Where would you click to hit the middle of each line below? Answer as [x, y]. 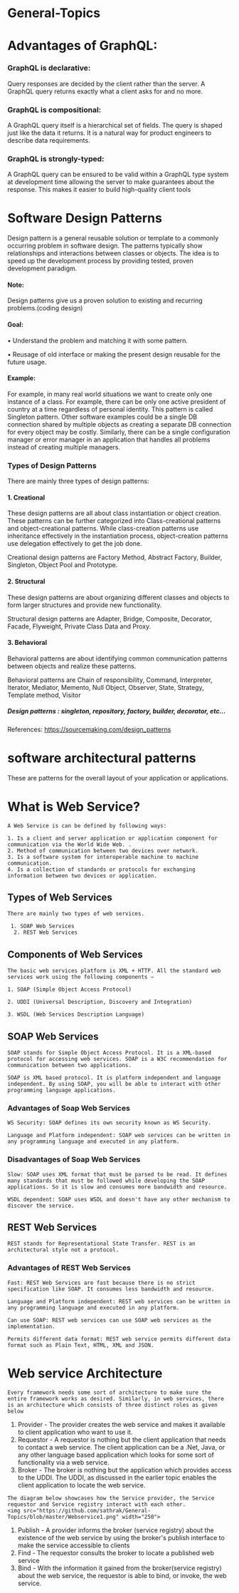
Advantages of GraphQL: [83, 46]
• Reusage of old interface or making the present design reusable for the [114, 354]
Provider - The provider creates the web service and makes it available [121, 1424]
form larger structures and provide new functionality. [85, 605]
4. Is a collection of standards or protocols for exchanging [101, 869]
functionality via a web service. [63, 1462]
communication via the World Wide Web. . [70, 844]
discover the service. [41, 1206]
